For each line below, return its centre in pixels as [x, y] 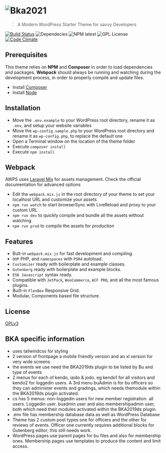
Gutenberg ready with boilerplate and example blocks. [67, 270]
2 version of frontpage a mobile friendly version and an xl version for [83, 356]
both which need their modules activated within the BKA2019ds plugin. [84, 409]
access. [20, 446]
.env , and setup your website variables [52, 125]
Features [19, 241]
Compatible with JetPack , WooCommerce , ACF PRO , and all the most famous [85, 280]
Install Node [25, 92]
